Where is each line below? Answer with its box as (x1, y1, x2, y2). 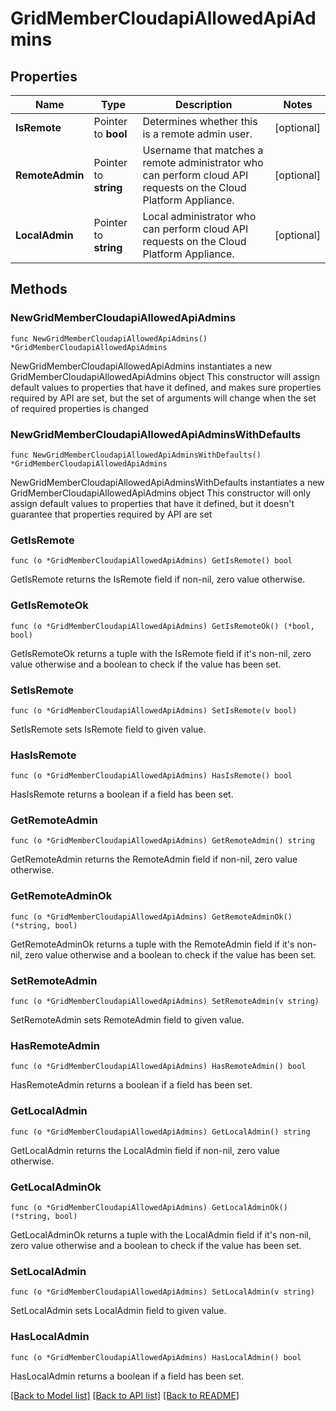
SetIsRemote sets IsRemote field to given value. (10, 723, 207, 735)
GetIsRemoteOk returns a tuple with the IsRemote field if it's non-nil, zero (10, 647, 312, 659)
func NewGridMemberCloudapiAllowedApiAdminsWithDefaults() (10, 450, 262, 460)
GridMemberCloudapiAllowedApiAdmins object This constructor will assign (10, 370, 320, 382)
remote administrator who (142, 156, 264, 169)
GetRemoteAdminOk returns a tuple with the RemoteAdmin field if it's (10, 938, 295, 950)
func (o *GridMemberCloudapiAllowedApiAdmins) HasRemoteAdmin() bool (10, 1062, 307, 1072)
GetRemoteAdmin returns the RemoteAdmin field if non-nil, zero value (10, 853, 298, 866)
